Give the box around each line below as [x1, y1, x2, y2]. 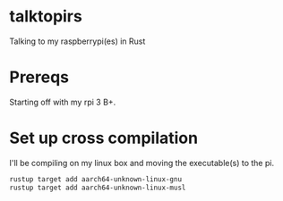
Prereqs [9, 67, 70, 88]
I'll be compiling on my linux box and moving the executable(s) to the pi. [9, 157, 275, 168]
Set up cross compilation [9, 128, 199, 148]
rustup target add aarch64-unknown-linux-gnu [9, 174, 182, 184]
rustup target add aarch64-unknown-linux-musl [9, 183, 186, 192]
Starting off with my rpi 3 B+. [9, 96, 116, 107]
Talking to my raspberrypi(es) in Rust [9, 36, 146, 46]
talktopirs [9, 6, 82, 27]
